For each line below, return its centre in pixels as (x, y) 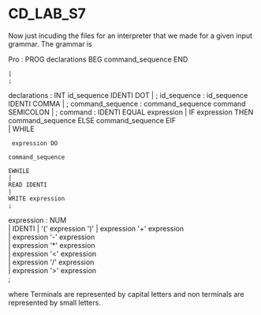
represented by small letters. (54, 302)
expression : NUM (37, 220)
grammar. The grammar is (50, 43)
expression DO (35, 143)
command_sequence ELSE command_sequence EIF (92, 120)
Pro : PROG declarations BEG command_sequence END (98, 59)
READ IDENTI (28, 185)
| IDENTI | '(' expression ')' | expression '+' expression (96, 228)
